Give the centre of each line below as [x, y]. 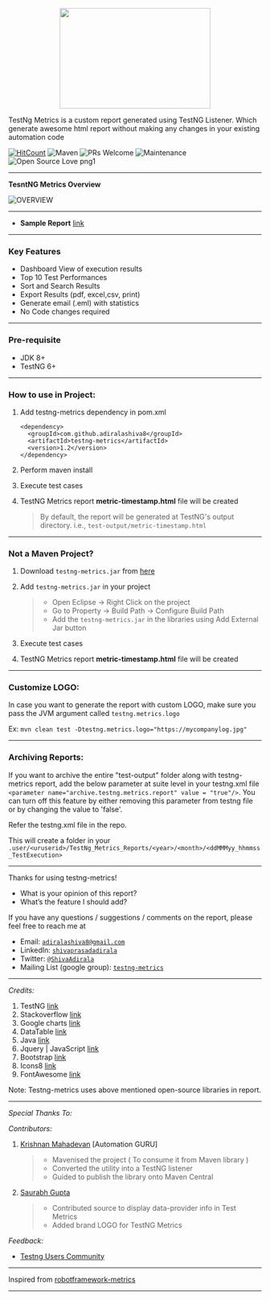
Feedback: [26, 1240]
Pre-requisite [35, 340]
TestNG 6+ [38, 366]
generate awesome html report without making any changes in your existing [134, 128]
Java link [35, 1040]
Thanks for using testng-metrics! [63, 878]
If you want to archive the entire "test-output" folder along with [112, 775]
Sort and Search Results [60, 286]
